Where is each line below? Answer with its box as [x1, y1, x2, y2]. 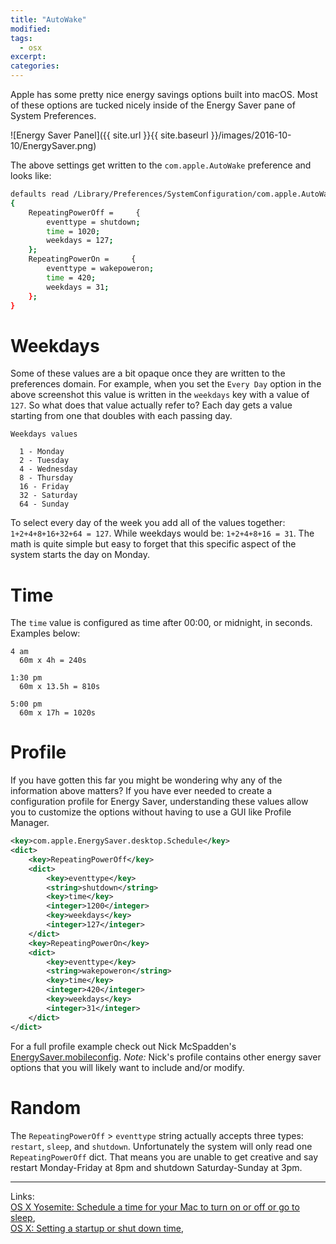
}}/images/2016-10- [210, 129, 292, 141]
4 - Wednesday [19, 464, 78, 475]
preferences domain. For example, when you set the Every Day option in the [10, 378, 322, 390]
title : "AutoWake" [10, 14, 87, 25]
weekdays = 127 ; [46, 236, 114, 246]
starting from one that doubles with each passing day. [10, 410, 233, 422]
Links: [10, 1190, 35, 1202]
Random [10, 1096, 82, 1119]
